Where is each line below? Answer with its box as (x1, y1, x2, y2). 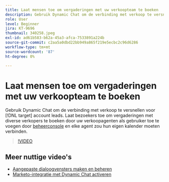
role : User (5, 17, 28, 22)
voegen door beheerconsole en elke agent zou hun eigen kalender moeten (5, 123, 160, 129)
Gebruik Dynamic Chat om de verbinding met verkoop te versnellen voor (5, 107, 155, 113)
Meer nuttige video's (5, 152, 72, 161)
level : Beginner (5, 21, 39, 27)
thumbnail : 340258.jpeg (5, 31, 55, 36)
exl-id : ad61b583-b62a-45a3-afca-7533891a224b (5, 36, 105, 41)
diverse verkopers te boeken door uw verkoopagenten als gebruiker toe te (5, 118, 159, 124)
